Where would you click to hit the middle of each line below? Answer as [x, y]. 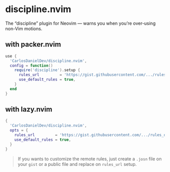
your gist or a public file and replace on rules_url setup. [77, 164]
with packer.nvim [33, 45]
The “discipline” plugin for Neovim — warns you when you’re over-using [80, 23]
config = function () [31, 66]
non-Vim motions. [24, 28]
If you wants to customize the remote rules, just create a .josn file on [90, 159]
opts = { [19, 130]
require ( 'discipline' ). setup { [47, 70]
